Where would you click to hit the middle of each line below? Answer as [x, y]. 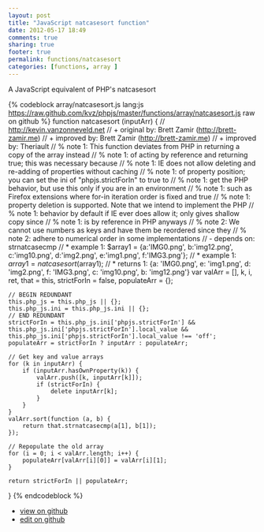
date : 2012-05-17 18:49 [47, 30]
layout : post [30, 15]
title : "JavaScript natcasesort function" [79, 23]
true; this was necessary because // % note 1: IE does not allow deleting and [132, 163]
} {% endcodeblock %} [46, 495]
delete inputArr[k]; [84, 391]
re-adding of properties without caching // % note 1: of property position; [127, 171]
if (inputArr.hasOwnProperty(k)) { [81, 370]
